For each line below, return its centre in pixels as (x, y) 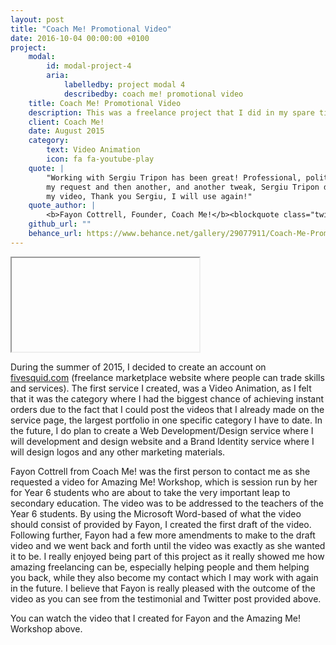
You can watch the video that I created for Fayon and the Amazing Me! (156, 618)
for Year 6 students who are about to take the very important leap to (150, 492)
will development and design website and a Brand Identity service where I (162, 441)
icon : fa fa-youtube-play (100, 159)
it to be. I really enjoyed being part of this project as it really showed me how (167, 556)
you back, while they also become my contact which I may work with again (164, 577)
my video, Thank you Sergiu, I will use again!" (149, 196)
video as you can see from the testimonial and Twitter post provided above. (166, 598)
